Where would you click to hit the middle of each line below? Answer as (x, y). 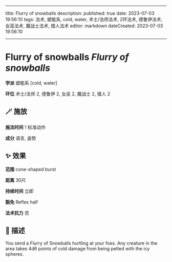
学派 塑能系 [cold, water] (31, 83)
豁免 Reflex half (22, 202)
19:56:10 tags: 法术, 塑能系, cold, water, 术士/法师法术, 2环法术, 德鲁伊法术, (84, 19)
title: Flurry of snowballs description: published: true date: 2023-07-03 (80, 13)
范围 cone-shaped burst (31, 169)
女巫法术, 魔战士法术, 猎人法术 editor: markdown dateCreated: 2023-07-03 (84, 26)
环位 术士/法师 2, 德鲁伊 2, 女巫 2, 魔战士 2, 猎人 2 (58, 93)
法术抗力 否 (17, 213)
